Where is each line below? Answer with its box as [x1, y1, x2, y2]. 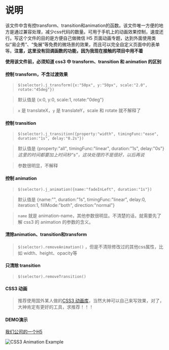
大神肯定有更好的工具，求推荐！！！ [17, 304, 94, 310]
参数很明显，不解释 [17, 163, 58, 169]
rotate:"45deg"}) [17, 87, 55, 92]
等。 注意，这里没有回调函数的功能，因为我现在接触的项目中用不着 [5, 48, 143, 54]
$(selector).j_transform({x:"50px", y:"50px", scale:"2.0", [17, 83, 148, 88]
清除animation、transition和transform [5, 231, 87, 237]
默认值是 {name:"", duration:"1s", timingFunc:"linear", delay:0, [17, 196, 146, 202]
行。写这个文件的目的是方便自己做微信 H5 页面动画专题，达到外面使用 [5, 35, 152, 41]
